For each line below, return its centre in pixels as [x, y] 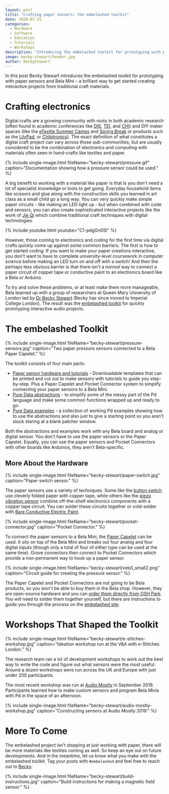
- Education [22, 38]
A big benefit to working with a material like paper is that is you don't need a [84, 183]
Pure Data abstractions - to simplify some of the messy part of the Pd [84, 395]
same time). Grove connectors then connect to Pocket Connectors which [81, 553]
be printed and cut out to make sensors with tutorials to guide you [81, 379]
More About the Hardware [47, 463]
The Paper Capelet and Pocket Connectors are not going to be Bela [75, 583]
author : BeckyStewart [28, 61]
